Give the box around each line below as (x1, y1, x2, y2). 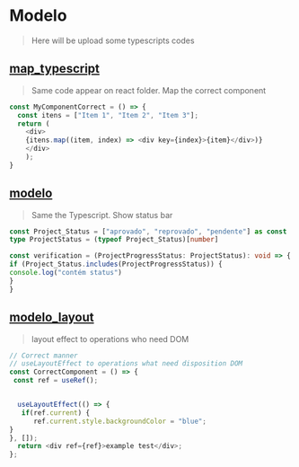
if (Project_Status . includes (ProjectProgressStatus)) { (9, 260, 223, 269)
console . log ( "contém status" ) (9, 269, 123, 278)
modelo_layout (9, 310, 94, 325)
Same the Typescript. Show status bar (31, 209, 173, 220)
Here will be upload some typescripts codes (31, 35, 195, 46)
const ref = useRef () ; (13, 376, 99, 385)
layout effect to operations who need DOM (31, 333, 189, 344)
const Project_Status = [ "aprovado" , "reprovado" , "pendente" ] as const (9, 226, 287, 236)
